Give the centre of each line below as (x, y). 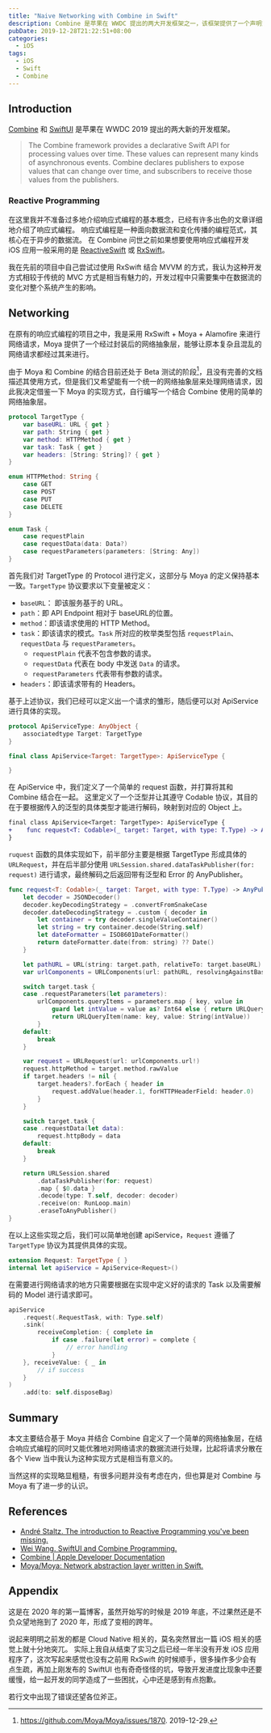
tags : (17, 53)
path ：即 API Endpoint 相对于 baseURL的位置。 (98, 612)
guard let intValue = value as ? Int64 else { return (142, 1009)
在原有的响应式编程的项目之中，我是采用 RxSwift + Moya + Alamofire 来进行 (134, 333)
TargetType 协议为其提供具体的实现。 (70, 1245)
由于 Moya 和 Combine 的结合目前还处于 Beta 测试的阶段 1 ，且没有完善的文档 (135, 371)
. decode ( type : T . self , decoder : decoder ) (108, 1196)
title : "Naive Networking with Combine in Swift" (94, 16)
